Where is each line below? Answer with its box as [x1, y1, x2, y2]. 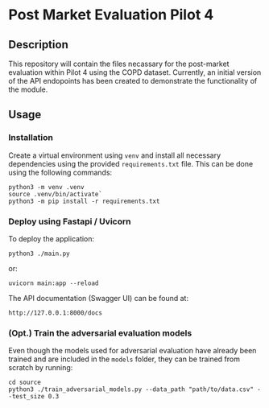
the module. [8, 84, 48, 94]
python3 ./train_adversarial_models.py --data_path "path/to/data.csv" [8, 385, 254, 394]
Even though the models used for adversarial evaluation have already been [8, 346, 257, 356]
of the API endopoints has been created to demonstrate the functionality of [8, 76, 258, 85]
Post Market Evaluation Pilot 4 [8, 6, 214, 24]
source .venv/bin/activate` [8, 190, 103, 198]
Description [8, 38, 68, 52]
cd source [8, 378, 42, 387]
